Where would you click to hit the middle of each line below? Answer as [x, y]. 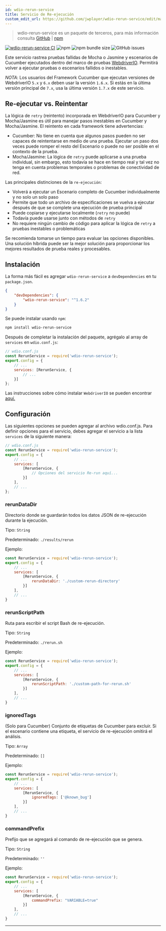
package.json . [19, 281]
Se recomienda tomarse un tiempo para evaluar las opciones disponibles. [80, 238]
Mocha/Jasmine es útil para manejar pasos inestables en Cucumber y [76, 121]
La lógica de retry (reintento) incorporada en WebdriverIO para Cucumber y [83, 116]
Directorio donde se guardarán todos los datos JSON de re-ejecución [76, 515]
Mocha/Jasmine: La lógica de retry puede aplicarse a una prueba [79, 157]
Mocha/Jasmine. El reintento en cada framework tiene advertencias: [75, 126]
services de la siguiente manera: [38, 437]
